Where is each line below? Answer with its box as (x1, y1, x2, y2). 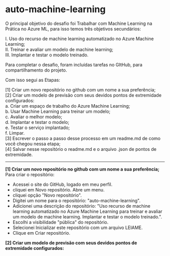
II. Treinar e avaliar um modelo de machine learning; (5, 46, 114, 52)
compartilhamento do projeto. (5, 67, 67, 73)
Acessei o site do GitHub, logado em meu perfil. (12, 181, 113, 187)
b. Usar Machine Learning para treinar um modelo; (5, 108, 111, 114)
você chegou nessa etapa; (5, 141, 61, 147)
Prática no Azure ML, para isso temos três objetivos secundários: (5, 25, 141, 31)
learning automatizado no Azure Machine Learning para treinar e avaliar (12, 208, 163, 214)
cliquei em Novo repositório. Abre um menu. (12, 186, 105, 193)
